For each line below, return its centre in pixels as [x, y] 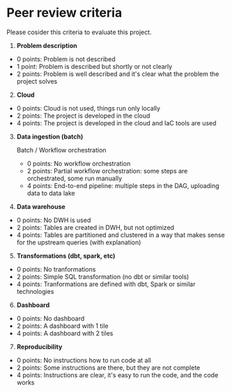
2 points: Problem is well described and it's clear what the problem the [118, 74]
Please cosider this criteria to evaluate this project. [79, 32]
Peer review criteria [64, 13]
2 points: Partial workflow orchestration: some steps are [107, 171]
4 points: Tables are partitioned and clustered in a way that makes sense [121, 235]
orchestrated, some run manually [75, 178]
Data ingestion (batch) [50, 136]
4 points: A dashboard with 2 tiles [65, 333]
